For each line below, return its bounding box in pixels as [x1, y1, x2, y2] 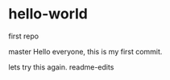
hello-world [8, 5, 89, 23]
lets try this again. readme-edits [8, 62, 114, 72]
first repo [8, 31, 39, 41]
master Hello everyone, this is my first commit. [8, 46, 163, 56]
